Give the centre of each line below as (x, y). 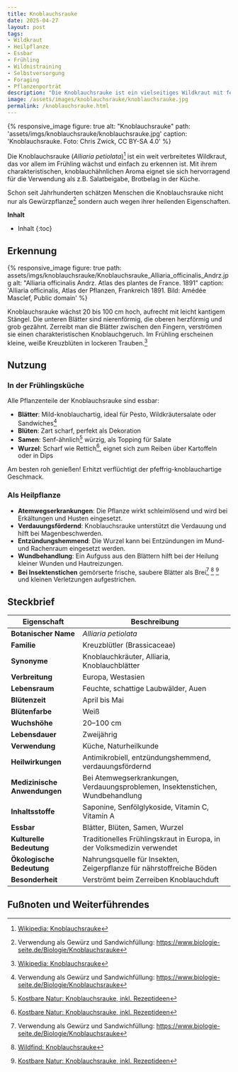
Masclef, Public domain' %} (47, 298)
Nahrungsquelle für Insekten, (131, 860)
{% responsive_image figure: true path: (64, 268)
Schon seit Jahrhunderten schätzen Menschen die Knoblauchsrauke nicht (115, 193)
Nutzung (27, 365)
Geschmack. (26, 477)
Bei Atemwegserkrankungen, (131, 778)
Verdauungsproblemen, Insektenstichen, (150, 787)
